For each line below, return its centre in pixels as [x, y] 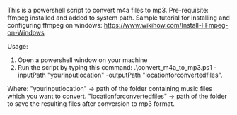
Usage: [18, 46]
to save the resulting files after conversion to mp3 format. [91, 104]
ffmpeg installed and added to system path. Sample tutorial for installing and [118, 18]
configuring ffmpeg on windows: [55, 25]
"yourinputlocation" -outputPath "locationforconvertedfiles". [135, 75]
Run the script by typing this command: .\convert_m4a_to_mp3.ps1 [115, 67]
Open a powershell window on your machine [82, 60]
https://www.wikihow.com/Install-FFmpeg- [166, 25]
